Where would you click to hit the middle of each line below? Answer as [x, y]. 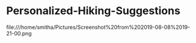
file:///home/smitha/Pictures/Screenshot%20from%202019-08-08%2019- [98, 27]
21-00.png [19, 33]
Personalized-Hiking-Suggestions [93, 11]
